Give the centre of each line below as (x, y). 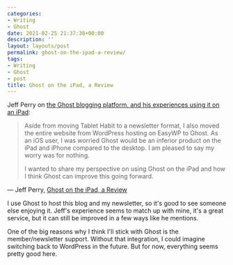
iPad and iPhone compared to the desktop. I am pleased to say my (119, 148)
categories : (24, 14)
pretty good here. (32, 254)
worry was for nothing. (57, 156)
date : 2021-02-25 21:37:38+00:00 (56, 33)
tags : (15, 59)
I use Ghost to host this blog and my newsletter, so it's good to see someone (117, 204)
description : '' (31, 40)
